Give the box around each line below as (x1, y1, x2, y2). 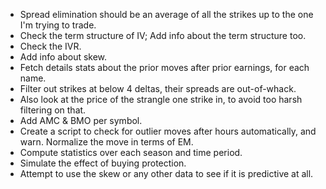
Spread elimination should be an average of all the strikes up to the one (19, 9, 314, 20)
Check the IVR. (19, 40, 82, 52)
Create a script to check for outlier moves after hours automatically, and (19, 125, 317, 137)
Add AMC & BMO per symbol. (19, 115, 143, 126)
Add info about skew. (19, 51, 108, 63)
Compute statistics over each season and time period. (19, 147, 243, 158)
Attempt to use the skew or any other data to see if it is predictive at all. (19, 168, 314, 179)
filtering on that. (19, 104, 87, 116)
